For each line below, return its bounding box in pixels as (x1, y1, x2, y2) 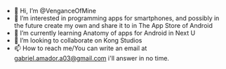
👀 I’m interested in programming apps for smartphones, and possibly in (13, 14, 220, 22)
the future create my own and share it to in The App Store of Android (13, 22, 213, 29)
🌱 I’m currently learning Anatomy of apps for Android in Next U (13, 29, 196, 37)
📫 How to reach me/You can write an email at (13, 44, 147, 52)
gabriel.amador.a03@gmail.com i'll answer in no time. (13, 54, 170, 62)
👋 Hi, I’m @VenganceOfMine (13, 7, 97, 15)
